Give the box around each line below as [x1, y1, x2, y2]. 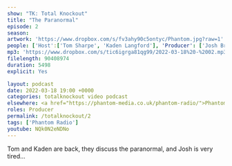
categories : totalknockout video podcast [7, 93, 128, 100]
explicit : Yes [7, 68, 48, 75]
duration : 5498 [7, 62, 51, 68]
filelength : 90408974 [7, 55, 70, 62]
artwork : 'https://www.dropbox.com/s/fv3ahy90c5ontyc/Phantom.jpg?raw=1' [7, 36, 224, 43]
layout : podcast [7, 80, 54, 87]
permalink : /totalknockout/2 [7, 113, 91, 120]
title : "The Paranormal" [7, 17, 79, 24]
